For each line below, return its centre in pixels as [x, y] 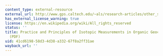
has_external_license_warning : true [42, 19]
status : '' [16, 28]
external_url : [19, 14]
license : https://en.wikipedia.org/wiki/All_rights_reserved [68, 23]
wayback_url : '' [21, 46]
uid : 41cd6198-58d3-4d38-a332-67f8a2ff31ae [50, 41]
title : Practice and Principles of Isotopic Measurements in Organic [77, 32]
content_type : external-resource [39, 9]
